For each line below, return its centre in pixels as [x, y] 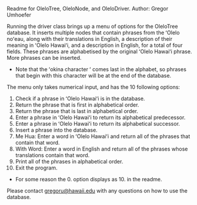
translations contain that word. [52, 155]
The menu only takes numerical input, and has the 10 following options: [93, 87]
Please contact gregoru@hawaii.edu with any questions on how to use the [97, 191]
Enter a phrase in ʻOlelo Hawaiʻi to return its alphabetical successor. [98, 124]
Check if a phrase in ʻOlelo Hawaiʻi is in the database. [80, 98]
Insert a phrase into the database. [56, 130]
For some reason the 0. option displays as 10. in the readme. [88, 179]
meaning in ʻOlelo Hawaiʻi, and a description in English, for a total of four [95, 45]
